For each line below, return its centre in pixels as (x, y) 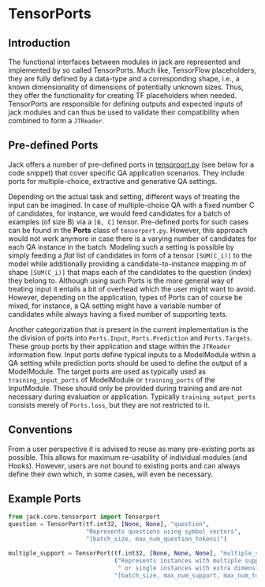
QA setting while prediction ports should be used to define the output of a (128, 363)
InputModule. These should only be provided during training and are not (125, 388)
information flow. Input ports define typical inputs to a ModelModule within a (132, 354)
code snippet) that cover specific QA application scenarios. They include (126, 173)
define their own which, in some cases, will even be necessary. (111, 474)
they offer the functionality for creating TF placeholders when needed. (123, 95)
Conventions (41, 430)
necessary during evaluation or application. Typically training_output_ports (132, 397)
